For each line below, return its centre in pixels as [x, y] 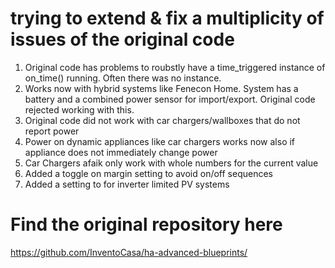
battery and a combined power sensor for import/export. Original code [170, 99]
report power [52, 131]
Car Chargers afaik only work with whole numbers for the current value [171, 163]
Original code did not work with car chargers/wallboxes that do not [162, 120]
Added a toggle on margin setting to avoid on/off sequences [148, 173]
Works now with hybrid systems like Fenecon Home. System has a [161, 88]
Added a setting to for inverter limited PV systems [127, 184]
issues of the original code [122, 39]
